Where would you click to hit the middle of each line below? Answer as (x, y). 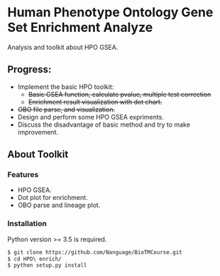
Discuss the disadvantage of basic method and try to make (104, 124)
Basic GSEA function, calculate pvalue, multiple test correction (120, 94)
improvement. (38, 132)
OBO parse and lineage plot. (59, 205)
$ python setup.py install (47, 265)
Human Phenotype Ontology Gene (110, 12)
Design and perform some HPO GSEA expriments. (91, 117)
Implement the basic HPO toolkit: (66, 87)
